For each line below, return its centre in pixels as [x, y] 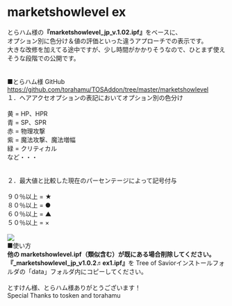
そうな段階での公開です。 [43, 58]
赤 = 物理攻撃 [26, 131]
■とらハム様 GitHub [36, 81]
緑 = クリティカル [32, 148]
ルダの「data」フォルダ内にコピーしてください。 [77, 271]
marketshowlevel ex [67, 12]
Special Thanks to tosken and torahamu [64, 295]
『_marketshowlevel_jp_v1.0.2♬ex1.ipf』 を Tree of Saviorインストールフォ [116, 263]
